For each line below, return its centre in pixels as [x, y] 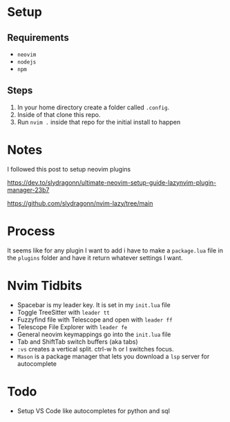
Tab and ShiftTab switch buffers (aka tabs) [77, 341]
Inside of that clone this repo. [59, 114]
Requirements [38, 38]
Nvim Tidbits [45, 285]
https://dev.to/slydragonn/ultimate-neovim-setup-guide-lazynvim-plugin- [112, 182]
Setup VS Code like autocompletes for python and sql [94, 411]
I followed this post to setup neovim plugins [69, 169]
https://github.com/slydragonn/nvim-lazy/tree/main [80, 203]
